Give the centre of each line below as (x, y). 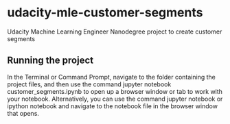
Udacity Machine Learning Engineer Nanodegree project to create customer (115, 32)
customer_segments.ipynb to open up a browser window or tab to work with (115, 91)
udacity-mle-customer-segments (105, 13)
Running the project (50, 61)
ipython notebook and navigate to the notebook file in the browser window (113, 106)
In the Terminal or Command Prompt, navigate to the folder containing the (112, 77)
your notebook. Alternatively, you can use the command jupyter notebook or (115, 99)
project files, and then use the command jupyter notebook (89, 84)
